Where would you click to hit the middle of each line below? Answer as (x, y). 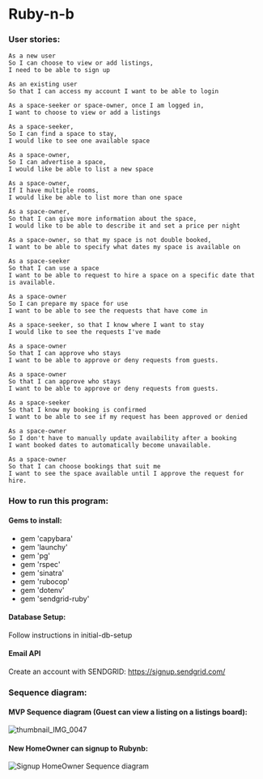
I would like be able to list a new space (81, 169)
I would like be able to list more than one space (95, 198)
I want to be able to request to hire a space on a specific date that (131, 276)
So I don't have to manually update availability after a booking (123, 438)
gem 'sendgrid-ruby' (55, 599)
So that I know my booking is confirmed (78, 410)
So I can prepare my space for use (68, 304)
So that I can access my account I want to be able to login (114, 91)
